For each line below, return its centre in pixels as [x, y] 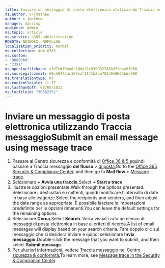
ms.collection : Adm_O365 [30, 51]
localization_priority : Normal [37, 46]
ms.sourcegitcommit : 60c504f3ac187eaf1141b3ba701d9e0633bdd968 [71, 74]
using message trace [49, 148]
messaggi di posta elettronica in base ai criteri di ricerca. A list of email [83, 224]
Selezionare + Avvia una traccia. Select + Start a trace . [68, 182]
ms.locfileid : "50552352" [31, 92]
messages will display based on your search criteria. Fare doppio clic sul [86, 229]
